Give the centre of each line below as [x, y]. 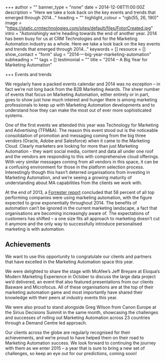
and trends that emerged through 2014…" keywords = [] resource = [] [75, 49]
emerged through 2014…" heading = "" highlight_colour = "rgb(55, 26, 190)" [82, 18]
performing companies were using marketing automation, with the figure [79, 198]
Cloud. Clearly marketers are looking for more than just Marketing [72, 146]
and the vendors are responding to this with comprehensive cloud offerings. [82, 157]
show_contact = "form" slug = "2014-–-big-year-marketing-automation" [78, 54]
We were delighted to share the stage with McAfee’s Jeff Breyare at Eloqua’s [82, 271]
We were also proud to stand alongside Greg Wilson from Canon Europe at [81, 307]
